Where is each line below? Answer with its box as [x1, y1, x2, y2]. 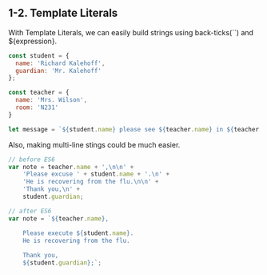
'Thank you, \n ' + [22, 185, 81, 193]
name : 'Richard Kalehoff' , [15, 59, 106, 67]
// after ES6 [8, 207, 52, 215]
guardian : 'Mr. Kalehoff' [15, 67, 102, 75]
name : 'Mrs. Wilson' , [15, 96, 88, 104]
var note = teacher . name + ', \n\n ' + [8, 163, 134, 171]
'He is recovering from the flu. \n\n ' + [22, 178, 159, 186]
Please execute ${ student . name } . [22, 228, 134, 237]
